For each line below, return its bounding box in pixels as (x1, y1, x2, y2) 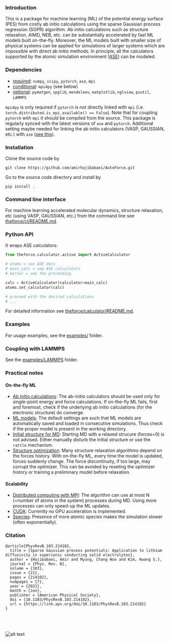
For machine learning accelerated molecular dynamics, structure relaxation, (5, 207, 163, 213)
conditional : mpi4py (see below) (12, 83, 78, 89)
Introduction (5, 4, 37, 11)
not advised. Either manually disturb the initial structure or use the (12, 437, 151, 443)
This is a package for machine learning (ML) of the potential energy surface (5, 16, 163, 22)
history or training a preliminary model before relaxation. (12, 469, 130, 475)
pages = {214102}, (10, 575, 49, 580)
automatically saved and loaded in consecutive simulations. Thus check (12, 420, 163, 426)
